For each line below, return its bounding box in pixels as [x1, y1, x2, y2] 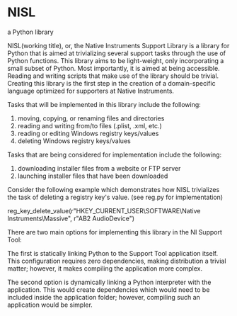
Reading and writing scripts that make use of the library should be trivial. [7, 72, 219, 80]
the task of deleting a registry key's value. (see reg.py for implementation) [7, 193, 224, 201]
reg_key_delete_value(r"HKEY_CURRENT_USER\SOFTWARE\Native [7, 206, 201, 215]
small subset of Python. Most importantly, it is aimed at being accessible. [7, 64, 221, 72]
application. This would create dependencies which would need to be [7, 285, 210, 294]
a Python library [7, 28, 54, 36]
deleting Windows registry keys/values [17, 136, 131, 145]
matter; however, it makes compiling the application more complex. [7, 264, 203, 273]
